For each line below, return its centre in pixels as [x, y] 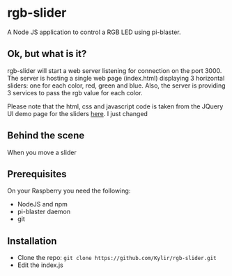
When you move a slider [42, 152]
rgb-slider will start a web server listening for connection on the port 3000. [115, 70]
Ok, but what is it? [47, 54]
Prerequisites [37, 174]
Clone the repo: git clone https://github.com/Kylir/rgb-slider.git [117, 258]
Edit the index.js [40, 265]
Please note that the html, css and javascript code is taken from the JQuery [115, 106]
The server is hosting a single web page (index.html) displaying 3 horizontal [116, 78]
